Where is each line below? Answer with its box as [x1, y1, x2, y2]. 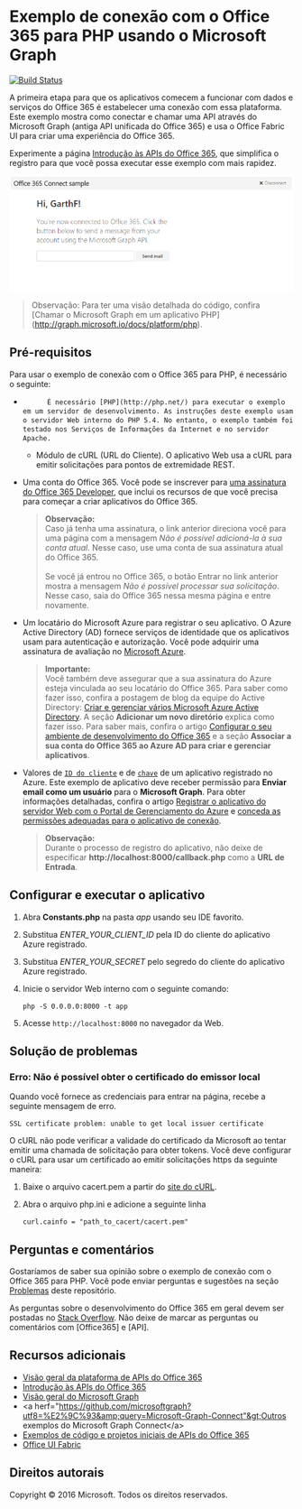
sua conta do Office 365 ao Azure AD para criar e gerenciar [44, 740, 272, 751]
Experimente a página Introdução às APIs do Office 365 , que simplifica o [9, 147, 279, 159]
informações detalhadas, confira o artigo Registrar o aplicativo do [22, 796, 267, 807]
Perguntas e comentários [9, 1242, 155, 1257]
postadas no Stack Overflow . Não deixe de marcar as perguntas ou [9, 1312, 259, 1323]
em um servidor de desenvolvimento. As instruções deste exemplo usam [22, 406, 294, 416]
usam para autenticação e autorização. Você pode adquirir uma [22, 636, 260, 647]
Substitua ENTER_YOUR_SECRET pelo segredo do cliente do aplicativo [22, 956, 286, 967]
